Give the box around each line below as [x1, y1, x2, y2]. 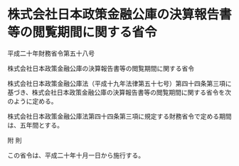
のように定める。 [7, 96, 58, 105]
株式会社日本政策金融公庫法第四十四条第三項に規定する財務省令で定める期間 [7, 111, 232, 121]
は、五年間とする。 [7, 121, 64, 129]
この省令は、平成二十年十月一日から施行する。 [7, 150, 144, 160]
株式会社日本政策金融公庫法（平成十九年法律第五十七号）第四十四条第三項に [7, 79, 232, 87]
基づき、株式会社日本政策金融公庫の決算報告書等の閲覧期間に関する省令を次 [7, 88, 232, 96]
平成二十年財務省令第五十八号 [7, 49, 95, 57]
